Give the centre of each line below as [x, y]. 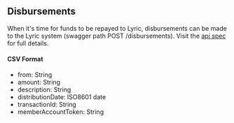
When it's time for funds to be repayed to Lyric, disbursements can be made [117, 28]
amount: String [39, 82]
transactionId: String [47, 105]
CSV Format [25, 59]
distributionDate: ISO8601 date [62, 97]
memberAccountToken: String [60, 112]
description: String [44, 89]
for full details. [28, 43]
